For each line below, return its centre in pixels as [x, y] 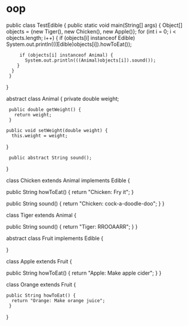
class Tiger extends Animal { [41, 215]
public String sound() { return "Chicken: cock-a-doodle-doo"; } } [86, 203]
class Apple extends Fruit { [39, 261]
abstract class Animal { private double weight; [63, 99]
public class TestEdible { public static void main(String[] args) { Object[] [95, 25]
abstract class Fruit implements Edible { [55, 238]
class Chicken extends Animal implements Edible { [68, 180]
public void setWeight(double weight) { [57, 130]
